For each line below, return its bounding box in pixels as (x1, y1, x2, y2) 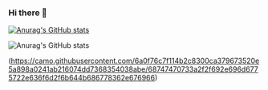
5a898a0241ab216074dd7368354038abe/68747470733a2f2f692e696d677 (8, 65, 258, 74)
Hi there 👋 (8, 7, 48, 18)
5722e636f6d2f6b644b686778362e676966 (8, 73, 155, 83)
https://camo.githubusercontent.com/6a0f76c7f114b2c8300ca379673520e (10, 56, 260, 66)
